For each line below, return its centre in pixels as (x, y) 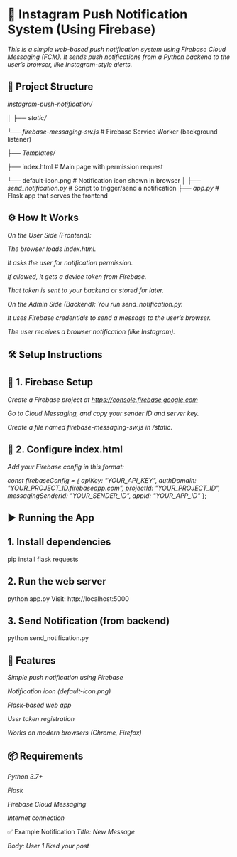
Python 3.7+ (25, 777)
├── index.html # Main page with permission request (85, 166)
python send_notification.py (48, 638)
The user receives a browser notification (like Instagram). (92, 331)
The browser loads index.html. (52, 249)
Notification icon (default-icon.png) (59, 691)
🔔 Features (32, 660)
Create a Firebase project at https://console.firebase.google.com (103, 399)
